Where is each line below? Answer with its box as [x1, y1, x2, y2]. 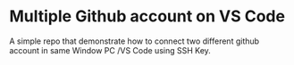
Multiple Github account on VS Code [9, 6, 286, 27]
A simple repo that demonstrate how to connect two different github [9, 36, 260, 46]
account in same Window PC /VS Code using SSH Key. [9, 45, 212, 55]
